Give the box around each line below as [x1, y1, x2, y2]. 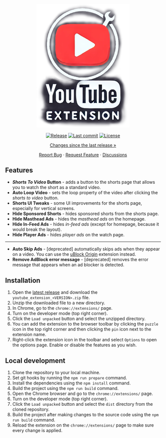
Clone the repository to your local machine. [12, 370, 100, 376]
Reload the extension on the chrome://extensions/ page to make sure [12, 422, 154, 428]
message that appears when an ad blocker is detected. [12, 262, 124, 268]
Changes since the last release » [49, 142, 117, 148]
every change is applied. [12, 428, 63, 434]
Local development [5, 356, 66, 365]
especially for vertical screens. [12, 206, 75, 212]
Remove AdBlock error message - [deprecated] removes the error [12, 257, 149, 263]
